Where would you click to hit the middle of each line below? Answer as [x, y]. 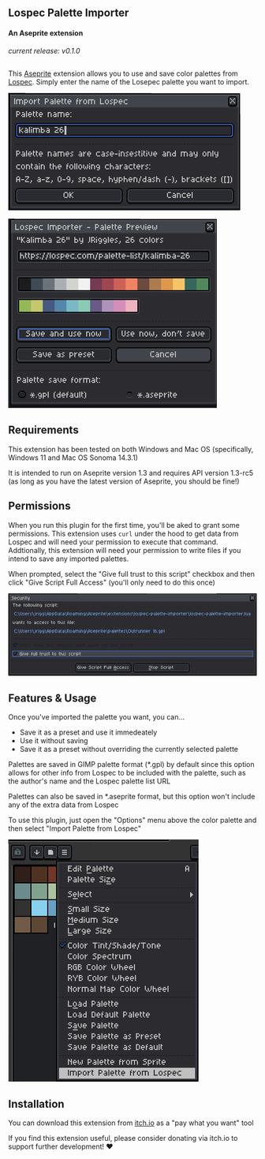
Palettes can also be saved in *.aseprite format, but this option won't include [132, 797]
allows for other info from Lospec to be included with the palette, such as [127, 773]
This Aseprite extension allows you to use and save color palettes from [123, 73]
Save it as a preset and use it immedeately [88, 732]
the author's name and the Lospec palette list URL [90, 781]
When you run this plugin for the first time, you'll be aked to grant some [124, 525]
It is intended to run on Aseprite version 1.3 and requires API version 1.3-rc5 [131, 473]
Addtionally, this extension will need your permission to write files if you [125, 550]
